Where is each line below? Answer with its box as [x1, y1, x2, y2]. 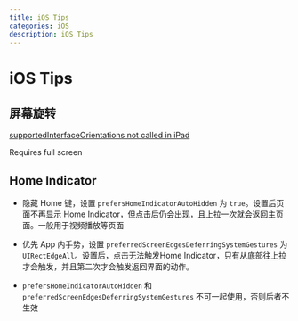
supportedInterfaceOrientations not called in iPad [9, 130, 190, 141]
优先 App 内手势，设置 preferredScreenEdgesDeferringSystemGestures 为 [21, 239, 288, 250]
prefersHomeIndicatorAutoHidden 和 [21, 280, 153, 291]
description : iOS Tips [9, 29, 93, 38]
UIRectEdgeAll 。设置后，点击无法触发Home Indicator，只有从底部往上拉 [21, 251, 287, 261]
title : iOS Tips [9, 12, 69, 22]
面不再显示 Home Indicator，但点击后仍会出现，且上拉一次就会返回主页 [21, 209, 284, 219]
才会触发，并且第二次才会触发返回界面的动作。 [21, 261, 194, 272]
